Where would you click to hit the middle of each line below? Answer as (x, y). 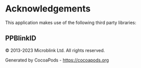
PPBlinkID (21, 38)
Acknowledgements (48, 9)
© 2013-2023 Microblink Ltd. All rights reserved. (55, 50)
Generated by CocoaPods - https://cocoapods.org (57, 60)
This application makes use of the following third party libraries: (71, 22)
